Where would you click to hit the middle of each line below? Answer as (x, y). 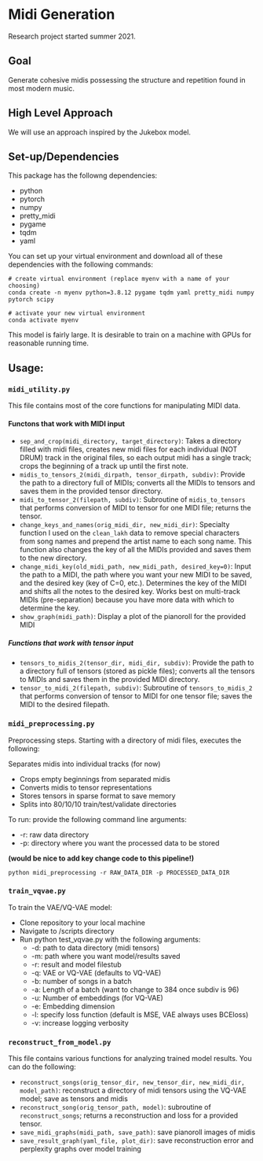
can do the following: (42, 1067)
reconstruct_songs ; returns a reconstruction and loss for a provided (129, 1115)
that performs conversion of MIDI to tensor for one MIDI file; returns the (135, 508)
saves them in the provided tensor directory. (91, 491)
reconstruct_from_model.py (60, 1042)
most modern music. (42, 88)
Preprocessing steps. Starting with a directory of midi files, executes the (125, 740)
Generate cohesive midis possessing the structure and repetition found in (127, 79)
